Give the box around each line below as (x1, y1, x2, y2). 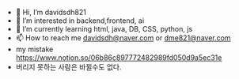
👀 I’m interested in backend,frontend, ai (15, 16, 145, 25)
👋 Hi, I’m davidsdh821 (15, 8, 87, 17)
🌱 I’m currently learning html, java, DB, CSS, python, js (15, 24, 193, 33)
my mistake (15, 44, 54, 54)
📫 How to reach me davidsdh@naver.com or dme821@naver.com (15, 33, 231, 43)
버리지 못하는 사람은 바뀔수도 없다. (15, 62, 122, 71)
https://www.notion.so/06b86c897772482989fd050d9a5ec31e (15, 53, 222, 62)
